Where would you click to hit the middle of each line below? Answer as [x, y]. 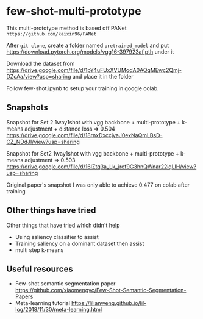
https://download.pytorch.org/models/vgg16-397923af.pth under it [90, 52]
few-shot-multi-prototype [74, 11]
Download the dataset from [41, 63]
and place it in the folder [103, 76]
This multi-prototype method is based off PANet [66, 28]
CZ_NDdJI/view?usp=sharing [43, 142]
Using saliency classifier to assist [57, 237]
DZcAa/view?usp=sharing [39, 76]
